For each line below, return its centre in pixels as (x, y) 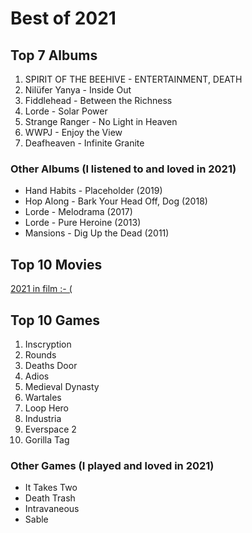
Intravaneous (52, 509)
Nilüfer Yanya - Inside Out (78, 90)
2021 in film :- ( (41, 289)
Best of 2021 (63, 18)
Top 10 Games (55, 320)
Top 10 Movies (56, 264)
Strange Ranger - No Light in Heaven (101, 121)
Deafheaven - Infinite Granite (84, 143)
